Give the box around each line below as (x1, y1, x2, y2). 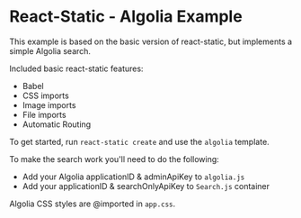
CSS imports (22, 90, 69, 101)
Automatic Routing (22, 119, 92, 130)
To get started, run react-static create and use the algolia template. (9, 136, 270, 147)
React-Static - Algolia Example (9, 6, 243, 27)
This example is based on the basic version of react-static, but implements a (9, 36, 293, 47)
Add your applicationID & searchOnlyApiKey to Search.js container (22, 180, 270, 191)
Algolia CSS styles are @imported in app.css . (9, 198, 176, 209)
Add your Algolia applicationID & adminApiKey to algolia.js (22, 171, 245, 182)
